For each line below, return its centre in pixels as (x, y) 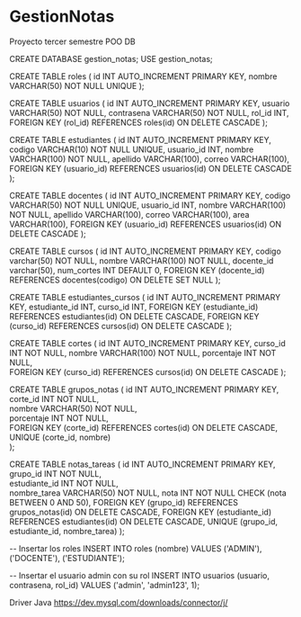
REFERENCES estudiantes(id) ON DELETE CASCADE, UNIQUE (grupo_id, (144, 521)
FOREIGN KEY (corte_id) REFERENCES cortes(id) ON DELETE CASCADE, (144, 427)
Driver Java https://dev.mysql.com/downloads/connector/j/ (119, 602)
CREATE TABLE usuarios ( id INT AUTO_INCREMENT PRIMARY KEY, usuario (150, 103)
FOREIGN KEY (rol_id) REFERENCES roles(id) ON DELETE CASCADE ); (138, 122)
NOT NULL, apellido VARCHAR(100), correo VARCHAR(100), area (129, 214)
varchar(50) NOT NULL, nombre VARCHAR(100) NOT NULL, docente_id (142, 260)
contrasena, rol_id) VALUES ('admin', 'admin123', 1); (105, 585)
